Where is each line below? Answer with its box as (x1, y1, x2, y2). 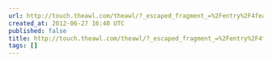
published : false (8, 27, 67, 35)
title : (8, 34, 31, 43)
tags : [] (8, 42, 38, 50)
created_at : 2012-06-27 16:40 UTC (8, 19, 125, 27)
